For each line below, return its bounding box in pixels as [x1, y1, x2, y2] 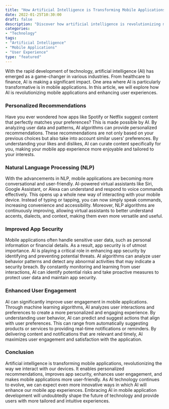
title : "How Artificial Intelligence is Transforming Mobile [5, 7, 136, 13]
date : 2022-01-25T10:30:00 [5, 12, 62, 17]
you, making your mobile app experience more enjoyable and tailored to [5, 146, 154, 152]
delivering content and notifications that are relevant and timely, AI [5, 331, 143, 337]
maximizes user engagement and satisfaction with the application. [5, 336, 142, 342]
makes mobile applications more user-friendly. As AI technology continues [5, 376, 160, 382]
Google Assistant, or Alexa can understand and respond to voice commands [5, 186, 163, 192]
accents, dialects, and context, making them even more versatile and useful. [5, 213, 163, 219]
